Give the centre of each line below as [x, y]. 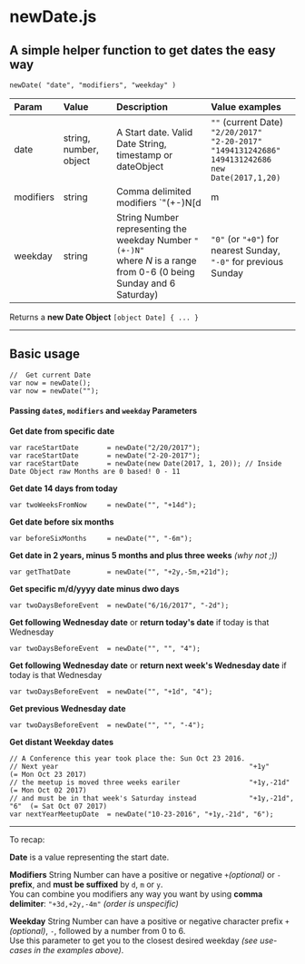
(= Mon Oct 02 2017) [49, 791]
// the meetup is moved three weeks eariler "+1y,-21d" [150, 782]
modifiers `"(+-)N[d [159, 203]
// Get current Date [50, 375]
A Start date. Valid [155, 132]
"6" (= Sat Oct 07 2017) [58, 807]
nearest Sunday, [246, 250]
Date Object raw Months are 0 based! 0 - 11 [95, 472]
